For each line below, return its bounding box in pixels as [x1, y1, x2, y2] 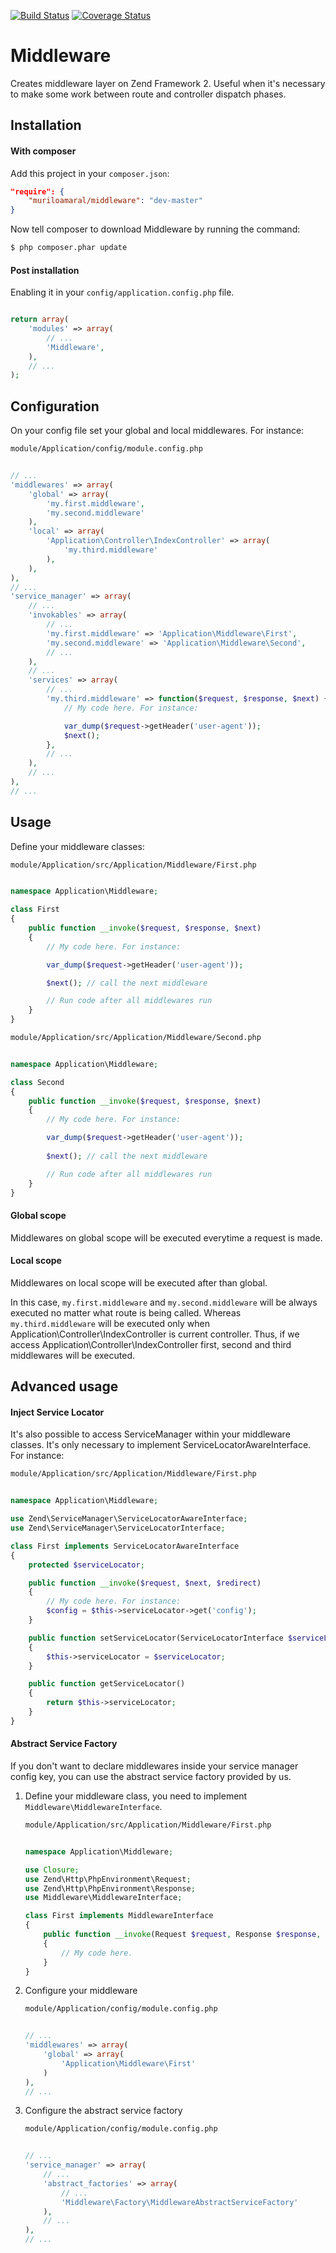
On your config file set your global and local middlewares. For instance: [10, 425, 305, 437]
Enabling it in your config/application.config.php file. [10, 286, 235, 299]
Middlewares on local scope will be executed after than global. [10, 1276, 268, 1289]
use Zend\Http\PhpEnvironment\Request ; [24, 1874, 192, 1884]
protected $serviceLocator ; [28, 1560, 145, 1570]
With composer [10, 145, 77, 157]
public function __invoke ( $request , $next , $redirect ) [28, 1578, 262, 1588]
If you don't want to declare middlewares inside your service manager [10, 1760, 299, 1772]
